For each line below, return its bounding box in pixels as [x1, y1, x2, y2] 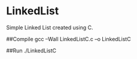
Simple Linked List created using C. [6, 24, 93, 31]
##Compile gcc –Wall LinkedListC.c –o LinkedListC [6, 35, 131, 42]
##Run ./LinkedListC [6, 46, 57, 54]
